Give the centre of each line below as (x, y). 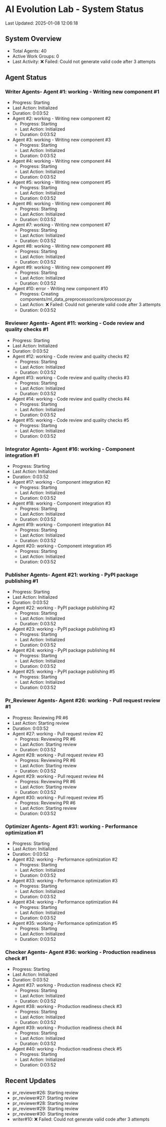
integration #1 (22, 455)
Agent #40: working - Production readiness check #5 (67, 1049)
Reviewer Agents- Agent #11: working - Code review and (75, 323)
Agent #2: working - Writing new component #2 (62, 119)
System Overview (33, 39)
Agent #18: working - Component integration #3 (62, 503)
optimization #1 (24, 832)
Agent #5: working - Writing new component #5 (61, 182)
